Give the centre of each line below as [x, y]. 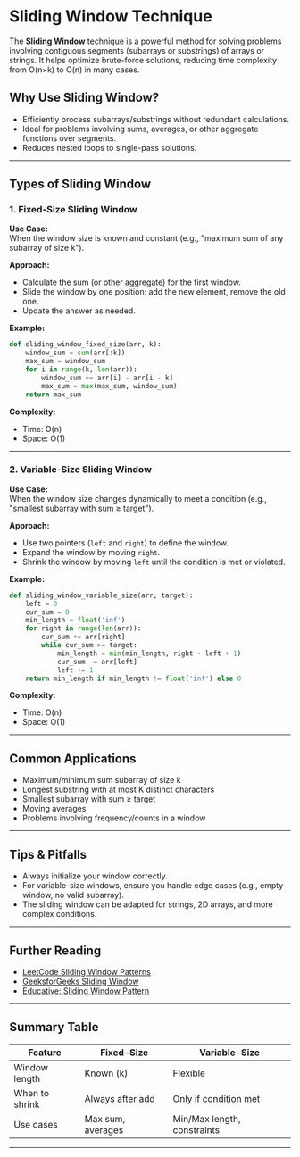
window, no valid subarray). [73, 895]
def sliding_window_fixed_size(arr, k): [86, 345]
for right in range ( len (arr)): [83, 628]
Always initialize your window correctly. [95, 876]
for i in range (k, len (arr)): [82, 370]
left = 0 [42, 603]
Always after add [120, 1098]
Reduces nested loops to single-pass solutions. [109, 147]
